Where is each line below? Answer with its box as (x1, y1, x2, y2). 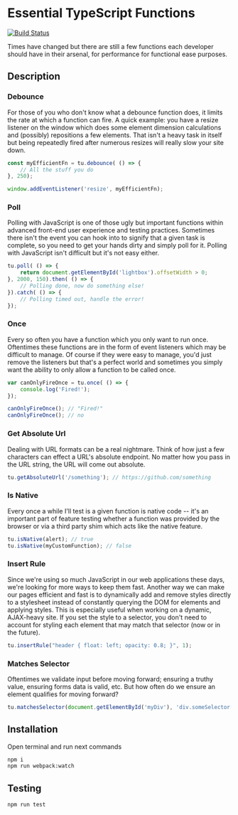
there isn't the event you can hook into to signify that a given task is (7, 233, 205, 243)
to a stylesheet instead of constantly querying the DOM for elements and (7, 597, 221, 606)
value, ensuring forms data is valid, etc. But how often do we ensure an (7, 682, 215, 691)
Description (7, 70, 60, 82)
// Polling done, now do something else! (20, 282, 144, 289)
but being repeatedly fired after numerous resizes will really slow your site (7, 138, 224, 147)
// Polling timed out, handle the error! (20, 295, 144, 303)
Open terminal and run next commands (7, 742, 122, 751)
